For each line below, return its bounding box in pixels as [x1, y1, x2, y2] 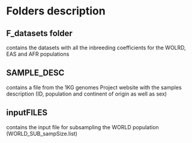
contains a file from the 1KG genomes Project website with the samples [6, 84, 182, 91]
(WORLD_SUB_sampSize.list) [6, 130, 78, 137]
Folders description [6, 4, 106, 18]
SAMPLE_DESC [6, 68, 65, 78]
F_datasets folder [6, 28, 73, 38]
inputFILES [6, 108, 48, 118]
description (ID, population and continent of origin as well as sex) [6, 90, 167, 97]
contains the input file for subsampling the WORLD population [6, 123, 159, 130]
